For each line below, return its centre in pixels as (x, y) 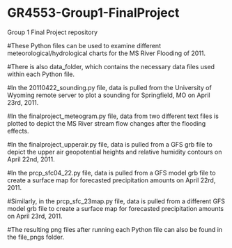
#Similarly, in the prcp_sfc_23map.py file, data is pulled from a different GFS (116, 201)
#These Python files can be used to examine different (84, 45)
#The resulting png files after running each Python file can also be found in (115, 229)
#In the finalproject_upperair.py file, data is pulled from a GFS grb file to (110, 144)
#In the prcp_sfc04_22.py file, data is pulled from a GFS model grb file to (111, 173)
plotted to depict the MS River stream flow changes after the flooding (107, 123)
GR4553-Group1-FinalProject (93, 13)
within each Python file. (41, 74)
